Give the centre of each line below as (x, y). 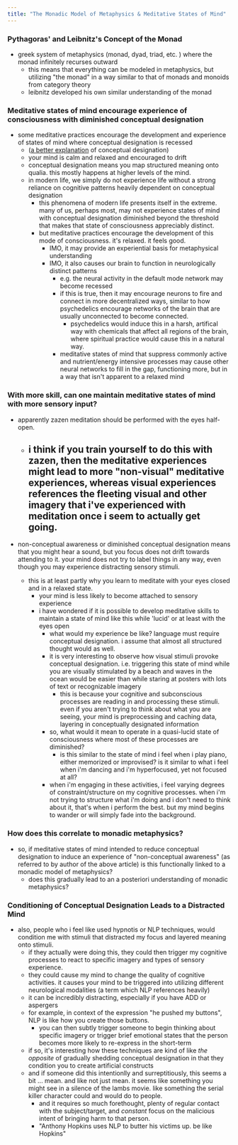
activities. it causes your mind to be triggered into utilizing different (126, 982)
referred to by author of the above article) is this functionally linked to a (121, 864)
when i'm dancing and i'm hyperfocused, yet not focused (143, 769)
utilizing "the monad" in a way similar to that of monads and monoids (129, 77)
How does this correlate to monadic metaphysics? (95, 834)
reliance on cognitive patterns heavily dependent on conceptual (121, 188)
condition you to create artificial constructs (91, 1065)
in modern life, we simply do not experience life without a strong (122, 180)
